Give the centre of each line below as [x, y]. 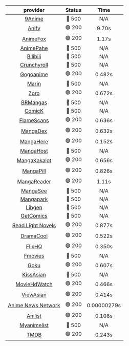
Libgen [34, 208]
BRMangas [34, 103]
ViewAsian [34, 295]
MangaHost [34, 151]
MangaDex [34, 131]
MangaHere [34, 141]
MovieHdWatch [34, 284]
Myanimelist [34, 325]
